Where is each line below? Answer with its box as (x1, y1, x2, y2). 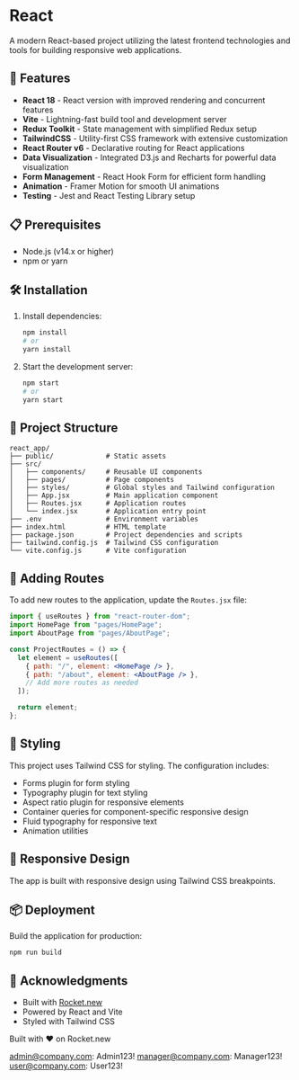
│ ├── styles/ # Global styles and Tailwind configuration (9, 483, 276, 493)
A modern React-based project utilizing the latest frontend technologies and (9, 35, 291, 46)
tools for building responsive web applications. (9, 44, 182, 55)
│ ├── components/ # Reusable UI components (9, 468, 203, 477)
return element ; (17, 703, 78, 712)
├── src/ (9, 460, 42, 469)
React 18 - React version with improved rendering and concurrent (22, 94, 266, 105)
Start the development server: (22, 361, 134, 371)
